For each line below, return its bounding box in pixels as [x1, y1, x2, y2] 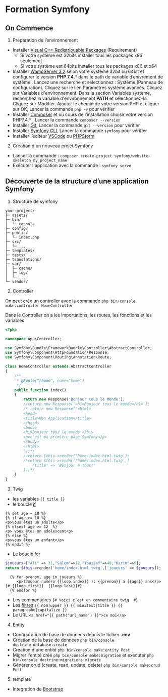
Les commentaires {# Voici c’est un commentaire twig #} [12, 596, 139, 603]
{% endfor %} [10, 588, 37, 593]
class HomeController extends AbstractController [5, 364, 112, 369]
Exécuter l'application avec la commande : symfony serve [12, 162, 132, 168]
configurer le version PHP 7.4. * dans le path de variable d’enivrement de [12, 74, 163, 79]
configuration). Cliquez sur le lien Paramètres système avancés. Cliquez [12, 85, 162, 91]
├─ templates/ [5, 248, 35, 253]
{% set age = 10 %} [5, 511, 46, 516]
